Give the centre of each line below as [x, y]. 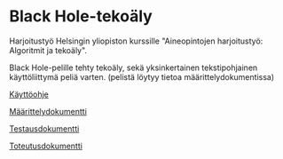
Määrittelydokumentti [48, 111]
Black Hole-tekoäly [81, 16]
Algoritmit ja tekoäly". [48, 50]
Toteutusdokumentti [46, 146]
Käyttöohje [29, 94]
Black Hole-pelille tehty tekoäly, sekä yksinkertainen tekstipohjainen [134, 68]
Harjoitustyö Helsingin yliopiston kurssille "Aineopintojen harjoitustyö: [136, 41]
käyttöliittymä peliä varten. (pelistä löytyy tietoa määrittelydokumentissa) [142, 76]
